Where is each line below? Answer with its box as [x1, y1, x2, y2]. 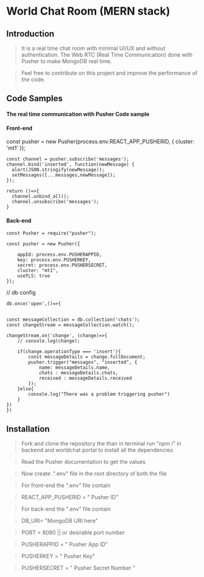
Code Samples [6, 93, 63, 104]
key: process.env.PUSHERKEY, [17, 257, 91, 263]
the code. [21, 76, 46, 83]
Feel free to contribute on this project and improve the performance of [21, 69, 198, 77]
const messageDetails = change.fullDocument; [28, 354, 146, 360]
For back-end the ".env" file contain [21, 505, 111, 512]
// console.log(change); [17, 338, 80, 344]
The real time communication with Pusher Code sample [6, 110, 150, 117]
